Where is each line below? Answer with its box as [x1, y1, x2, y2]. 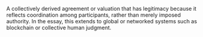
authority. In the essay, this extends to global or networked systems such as [6, 18, 198, 24]
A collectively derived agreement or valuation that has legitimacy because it [6, 5, 197, 12]
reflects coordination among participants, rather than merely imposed [6, 11, 181, 18]
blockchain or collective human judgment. [6, 24, 112, 31]
